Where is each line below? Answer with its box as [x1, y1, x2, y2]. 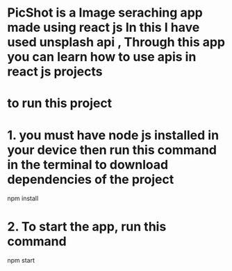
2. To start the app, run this [7, 218, 167, 234]
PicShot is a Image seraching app [7, 5, 203, 21]
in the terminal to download [7, 157, 169, 173]
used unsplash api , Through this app [7, 35, 226, 50]
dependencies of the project [7, 171, 174, 187]
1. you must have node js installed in [7, 127, 219, 143]
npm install [7, 194, 39, 202]
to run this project [7, 96, 113, 112]
